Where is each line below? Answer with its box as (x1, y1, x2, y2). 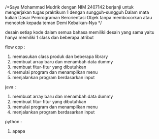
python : (5, 119, 22, 124)
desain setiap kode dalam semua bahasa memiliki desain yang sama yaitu (5, 29, 155, 35)
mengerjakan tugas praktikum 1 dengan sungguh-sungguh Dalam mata (5, 9, 149, 15)
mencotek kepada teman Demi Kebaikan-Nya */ (5, 20, 102, 26)
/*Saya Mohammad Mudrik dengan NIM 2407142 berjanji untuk (5, 4, 134, 10)
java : (5, 84, 16, 90)
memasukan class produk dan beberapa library (12, 54, 108, 59)
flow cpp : (5, 44, 26, 50)
